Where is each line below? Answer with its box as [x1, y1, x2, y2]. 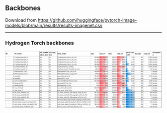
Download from [5, 17, 37, 23]
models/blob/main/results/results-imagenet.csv [5, 22, 103, 28]
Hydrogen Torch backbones [5, 39, 74, 46]
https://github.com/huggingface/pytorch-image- [38, 17, 137, 23]
